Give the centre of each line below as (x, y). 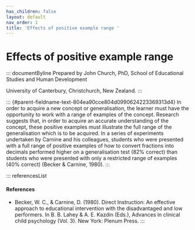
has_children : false (31, 11)
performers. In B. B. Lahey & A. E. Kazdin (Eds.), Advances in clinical (97, 215)
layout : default (26, 17)
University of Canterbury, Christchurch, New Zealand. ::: (74, 91)
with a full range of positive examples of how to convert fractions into (90, 146)
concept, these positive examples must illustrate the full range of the (89, 127)
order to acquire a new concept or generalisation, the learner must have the (97, 109)
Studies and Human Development (47, 79)
